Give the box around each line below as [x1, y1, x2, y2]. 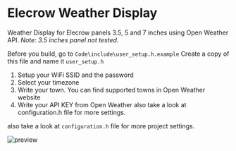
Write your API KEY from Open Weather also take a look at [17, 100, 187, 109]
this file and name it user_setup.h [7, 56, 104, 65]
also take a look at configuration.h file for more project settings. [7, 121, 195, 130]
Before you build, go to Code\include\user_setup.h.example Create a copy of [7, 49, 230, 58]
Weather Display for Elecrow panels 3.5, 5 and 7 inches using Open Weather [7, 28, 229, 37]
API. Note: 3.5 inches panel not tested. [7, 35, 119, 44]
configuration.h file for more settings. [17, 108, 126, 116]
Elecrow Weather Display [7, 5, 158, 21]
